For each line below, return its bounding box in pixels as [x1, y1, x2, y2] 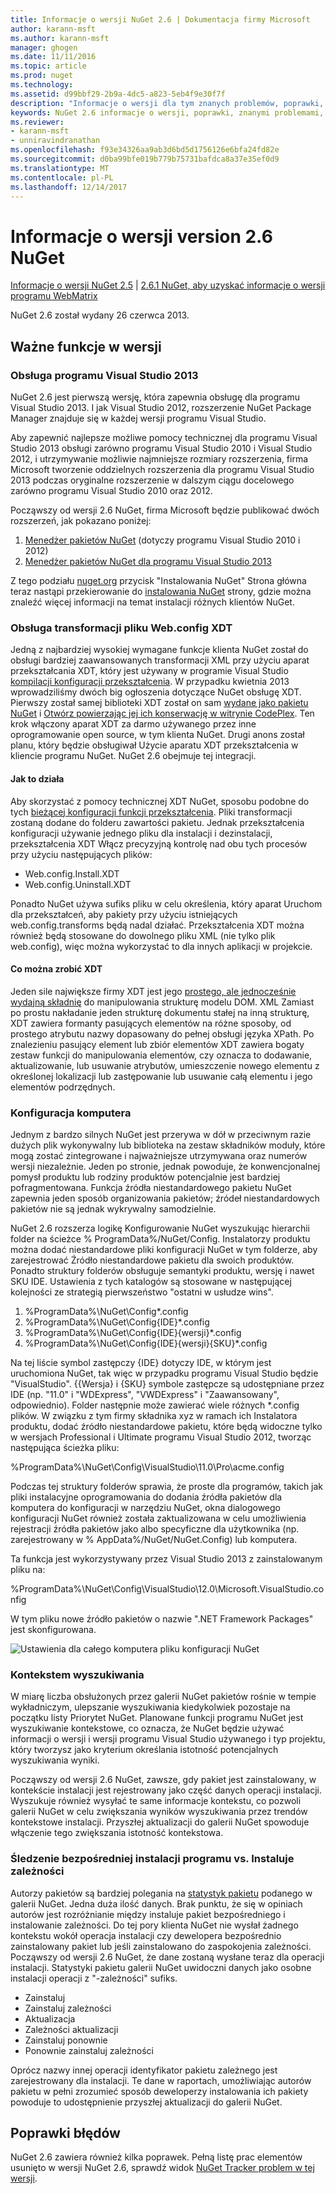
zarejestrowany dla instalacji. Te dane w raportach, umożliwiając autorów [10, 2074, 312, 2086]
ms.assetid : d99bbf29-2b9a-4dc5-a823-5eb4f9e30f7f [10, 89, 226, 99]
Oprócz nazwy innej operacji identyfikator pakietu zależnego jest [10, 2064, 278, 2076]
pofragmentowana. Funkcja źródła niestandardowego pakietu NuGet [10, 1182, 292, 1193]
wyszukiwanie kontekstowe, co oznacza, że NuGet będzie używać [10, 1722, 285, 1735]
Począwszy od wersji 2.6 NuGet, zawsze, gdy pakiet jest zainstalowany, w [10, 1774, 317, 1786]
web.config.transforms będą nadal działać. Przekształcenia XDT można [10, 919, 305, 931]
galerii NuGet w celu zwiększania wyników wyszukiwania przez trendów [10, 1806, 308, 1818]
